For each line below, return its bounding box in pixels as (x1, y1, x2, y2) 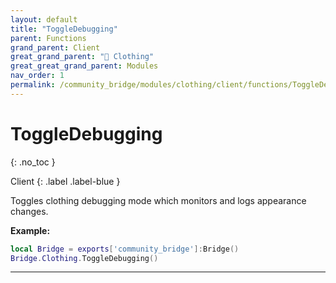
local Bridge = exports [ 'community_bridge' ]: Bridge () (10, 244, 240, 254)
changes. (10, 205, 49, 217)
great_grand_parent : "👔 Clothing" (10, 52, 155, 62)
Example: (10, 224, 51, 236)
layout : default (10, 14, 78, 25)
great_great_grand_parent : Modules (10, 61, 159, 71)
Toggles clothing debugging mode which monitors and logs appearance (10, 194, 307, 206)
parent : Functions (10, 33, 87, 43)
